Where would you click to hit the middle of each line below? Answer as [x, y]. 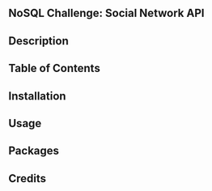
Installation [37, 96]
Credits [28, 178]
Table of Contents [55, 68]
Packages [34, 151]
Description [38, 41]
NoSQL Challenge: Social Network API [106, 13]
